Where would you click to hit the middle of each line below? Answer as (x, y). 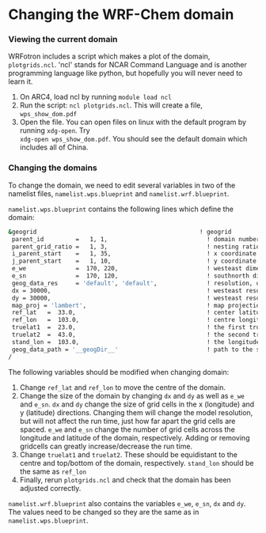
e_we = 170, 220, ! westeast (127, 269)
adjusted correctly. (50, 488)
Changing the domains (53, 168)
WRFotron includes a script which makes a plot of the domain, (109, 56)
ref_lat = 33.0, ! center (123, 313)
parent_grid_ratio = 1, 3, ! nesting (125, 247)
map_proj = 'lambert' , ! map (118, 305)
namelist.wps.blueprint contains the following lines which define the (121, 209)
